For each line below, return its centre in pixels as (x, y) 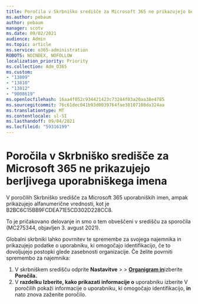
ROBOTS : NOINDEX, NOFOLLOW (39, 55)
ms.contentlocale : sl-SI (37, 116)
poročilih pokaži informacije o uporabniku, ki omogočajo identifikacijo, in (103, 288)
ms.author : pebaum (29, 17)
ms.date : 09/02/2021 (32, 34)
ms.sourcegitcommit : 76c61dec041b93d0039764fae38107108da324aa (85, 105)
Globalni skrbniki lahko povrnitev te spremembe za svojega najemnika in (94, 239)
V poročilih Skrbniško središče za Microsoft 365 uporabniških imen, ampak (97, 197)
